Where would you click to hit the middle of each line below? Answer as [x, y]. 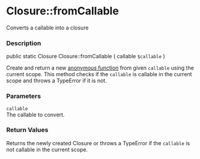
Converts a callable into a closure [47, 28]
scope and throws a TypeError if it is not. [56, 81]
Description [24, 43]
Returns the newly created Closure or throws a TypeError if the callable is [98, 143]
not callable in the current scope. [47, 149]
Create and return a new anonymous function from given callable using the [100, 68]
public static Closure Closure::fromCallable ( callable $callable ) [86, 56]
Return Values [27, 130]
